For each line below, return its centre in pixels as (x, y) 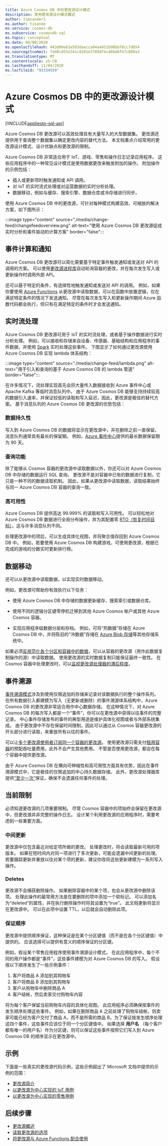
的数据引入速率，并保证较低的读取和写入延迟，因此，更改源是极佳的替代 (79, 397)
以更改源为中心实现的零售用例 (43, 1096)
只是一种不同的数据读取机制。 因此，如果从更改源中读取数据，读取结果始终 (82, 481)
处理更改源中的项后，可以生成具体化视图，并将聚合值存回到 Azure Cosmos (82, 536)
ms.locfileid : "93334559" (32, 71)
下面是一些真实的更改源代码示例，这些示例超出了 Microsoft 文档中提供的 (80, 1066)
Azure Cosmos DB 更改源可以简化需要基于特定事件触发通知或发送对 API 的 (82, 262)
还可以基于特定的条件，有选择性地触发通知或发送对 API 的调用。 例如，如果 (83, 285)
